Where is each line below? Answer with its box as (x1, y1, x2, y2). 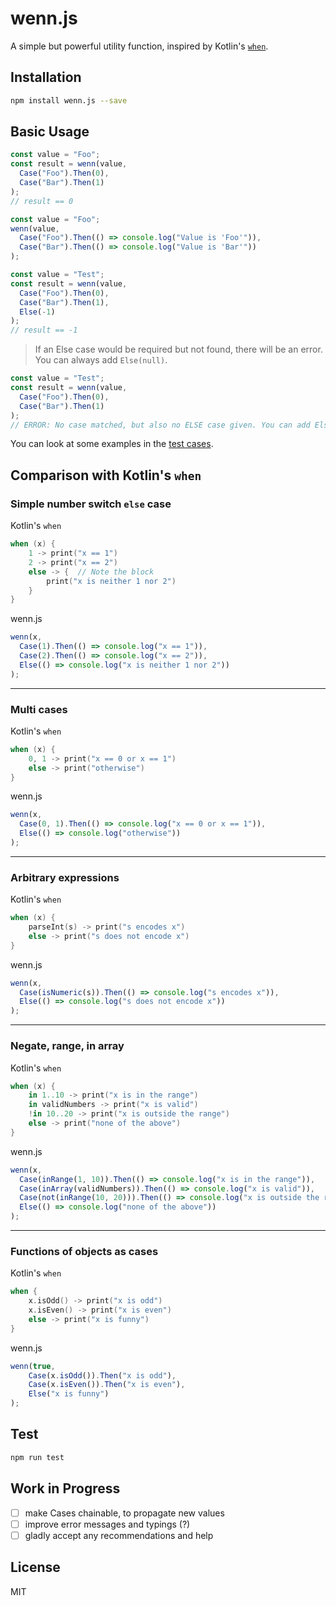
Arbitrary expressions (10, 870, 120, 884)
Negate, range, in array (10, 1039, 125, 1053)
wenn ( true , (10, 1361, 56, 1371)
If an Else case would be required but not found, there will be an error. (34, 343, 323, 356)
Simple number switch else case (10, 497, 172, 511)
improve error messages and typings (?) (24, 1518, 191, 1530)
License (10, 1559, 61, 1576)
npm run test (10, 1452, 65, 1462)
